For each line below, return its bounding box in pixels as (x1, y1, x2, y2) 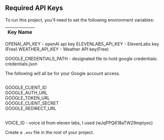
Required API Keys (5, 4, 63, 12)
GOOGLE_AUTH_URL (5, 90, 48, 96)
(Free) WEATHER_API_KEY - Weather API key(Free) (5, 46, 109, 52)
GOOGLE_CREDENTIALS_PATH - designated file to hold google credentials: (5, 56, 158, 61)
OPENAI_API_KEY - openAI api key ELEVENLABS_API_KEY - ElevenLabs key (5, 41, 159, 47)
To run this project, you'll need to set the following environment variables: (5, 17, 154, 23)
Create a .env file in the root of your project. (5, 129, 95, 135)
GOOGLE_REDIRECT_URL (5, 106, 57, 112)
